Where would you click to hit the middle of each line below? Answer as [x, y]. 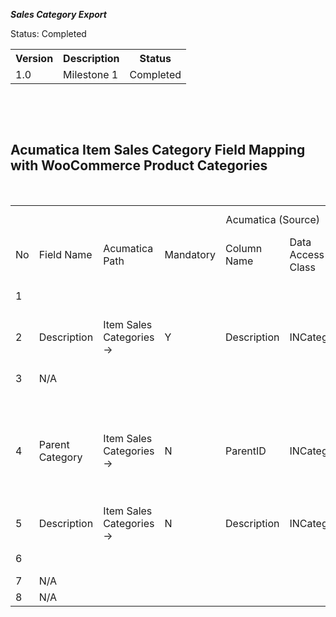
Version [34, 58]
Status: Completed [48, 33]
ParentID [246, 451]
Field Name [65, 254]
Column [244, 248]
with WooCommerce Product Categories [139, 165]
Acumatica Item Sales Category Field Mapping [158, 150]
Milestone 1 [91, 74]
